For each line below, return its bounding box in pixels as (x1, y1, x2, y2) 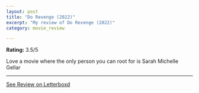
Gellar (6, 64, 21, 71)
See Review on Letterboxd (6, 81, 70, 88)
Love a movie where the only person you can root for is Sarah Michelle (6, 58, 179, 65)
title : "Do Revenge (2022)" (6, 14, 76, 20)
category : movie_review (6, 25, 65, 31)
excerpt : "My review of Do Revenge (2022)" (6, 19, 115, 25)
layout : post (6, 8, 38, 15)
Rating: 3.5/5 (6, 46, 38, 54)
